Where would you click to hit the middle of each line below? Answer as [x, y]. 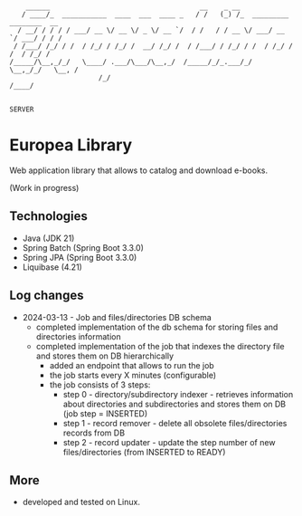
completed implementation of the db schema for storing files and [157, 327]
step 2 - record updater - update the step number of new [169, 442]
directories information [78, 336]
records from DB [94, 433]
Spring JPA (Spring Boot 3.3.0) [80, 257]
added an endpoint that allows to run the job [132, 365]
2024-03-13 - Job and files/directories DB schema [117, 317]
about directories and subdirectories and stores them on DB [175, 404]
